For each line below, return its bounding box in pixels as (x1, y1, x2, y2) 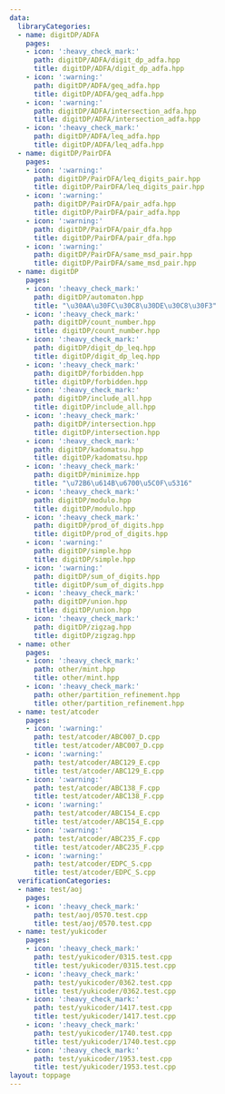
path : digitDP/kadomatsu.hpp (33, 445, 144, 454)
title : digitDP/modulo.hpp (33, 504, 136, 513)
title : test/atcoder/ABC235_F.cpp (33, 843, 165, 852)
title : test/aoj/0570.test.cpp (33, 918, 152, 928)
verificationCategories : (17, 876, 112, 886)
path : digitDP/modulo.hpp (33, 495, 132, 505)
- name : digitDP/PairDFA (17, 148, 112, 157)
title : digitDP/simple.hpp (33, 554, 136, 564)
